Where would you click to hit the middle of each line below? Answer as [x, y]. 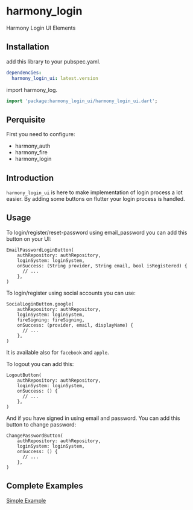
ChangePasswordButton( [35, 436]
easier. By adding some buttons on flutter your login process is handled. [96, 199]
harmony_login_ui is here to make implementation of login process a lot [94, 192]
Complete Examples [45, 486]
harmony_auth [33, 146]
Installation [28, 47]
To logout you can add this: [40, 364]
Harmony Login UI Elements [41, 28]
